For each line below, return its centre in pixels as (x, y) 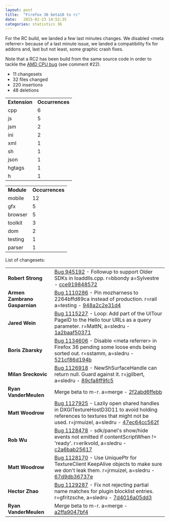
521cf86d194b (73, 360)
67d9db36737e (74, 477)
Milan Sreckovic (28, 374)
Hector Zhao (23, 491)
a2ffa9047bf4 (71, 512)
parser (16, 247)
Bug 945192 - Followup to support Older (103, 272)
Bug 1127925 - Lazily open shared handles (107, 404)
